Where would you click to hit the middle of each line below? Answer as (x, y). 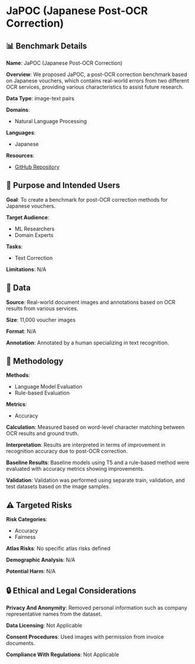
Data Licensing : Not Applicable (44, 626)
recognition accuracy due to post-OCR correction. (67, 451)
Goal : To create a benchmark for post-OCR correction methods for (87, 199)
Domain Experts (34, 235)
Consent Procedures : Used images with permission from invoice (85, 637)
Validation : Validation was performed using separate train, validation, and (95, 480)
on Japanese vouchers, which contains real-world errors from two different (98, 80)
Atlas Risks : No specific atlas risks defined (58, 548)
